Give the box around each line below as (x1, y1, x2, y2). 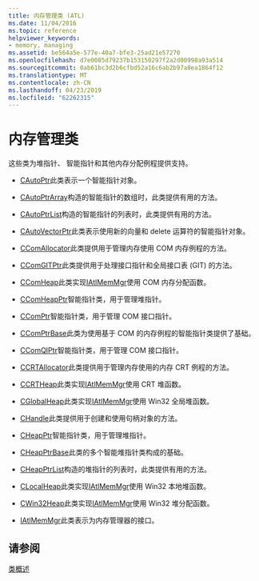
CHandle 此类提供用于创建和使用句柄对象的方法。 (19, 414, 182, 423)
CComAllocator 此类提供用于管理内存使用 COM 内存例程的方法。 (19, 243, 232, 253)
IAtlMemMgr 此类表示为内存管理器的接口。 (19, 515, 159, 525)
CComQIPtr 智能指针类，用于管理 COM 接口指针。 (19, 346, 184, 355)
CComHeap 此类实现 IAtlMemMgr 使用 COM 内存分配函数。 (19, 278, 211, 287)
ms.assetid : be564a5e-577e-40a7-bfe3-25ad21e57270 (8, 49, 181, 57)
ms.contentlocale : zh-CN (8, 78, 91, 86)
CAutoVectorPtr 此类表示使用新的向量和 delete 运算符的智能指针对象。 (19, 226, 250, 236)
